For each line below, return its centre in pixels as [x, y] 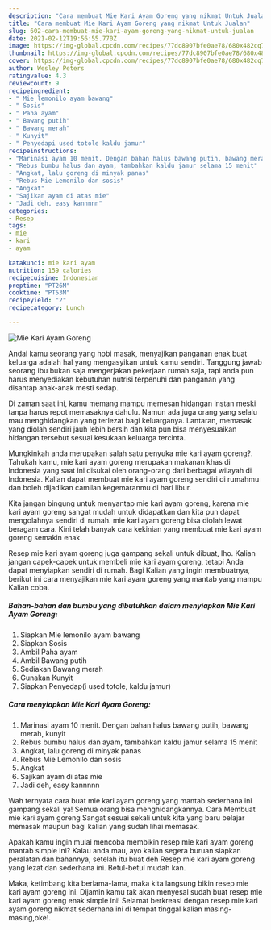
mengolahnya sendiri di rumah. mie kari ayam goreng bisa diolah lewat [125, 520]
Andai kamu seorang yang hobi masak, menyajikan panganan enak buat [128, 353]
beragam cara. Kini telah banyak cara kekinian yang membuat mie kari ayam [135, 528]
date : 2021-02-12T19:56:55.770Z [63, 38]
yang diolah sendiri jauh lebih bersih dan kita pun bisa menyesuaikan [123, 429]
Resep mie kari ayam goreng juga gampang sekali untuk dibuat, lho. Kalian [132, 553]
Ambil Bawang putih [53, 660]
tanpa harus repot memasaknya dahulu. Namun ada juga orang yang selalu [133, 411]
